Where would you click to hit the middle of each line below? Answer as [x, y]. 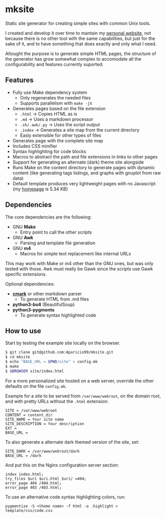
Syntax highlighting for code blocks [49, 151]
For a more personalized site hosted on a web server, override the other [80, 381]
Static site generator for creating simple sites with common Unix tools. [78, 23]
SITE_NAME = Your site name [35, 419]
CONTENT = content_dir [29, 415]
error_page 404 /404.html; [33, 483]
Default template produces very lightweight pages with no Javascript [84, 183]
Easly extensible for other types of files [61, 135]
